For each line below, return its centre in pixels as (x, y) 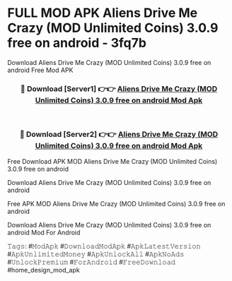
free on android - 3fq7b (77, 43)
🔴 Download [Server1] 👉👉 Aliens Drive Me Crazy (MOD (119, 88)
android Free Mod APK (40, 70)
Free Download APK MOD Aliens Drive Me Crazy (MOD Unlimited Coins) (112, 161)
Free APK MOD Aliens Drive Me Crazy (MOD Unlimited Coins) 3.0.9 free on (116, 203)
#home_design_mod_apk (43, 270)
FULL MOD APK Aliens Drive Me (103, 13)
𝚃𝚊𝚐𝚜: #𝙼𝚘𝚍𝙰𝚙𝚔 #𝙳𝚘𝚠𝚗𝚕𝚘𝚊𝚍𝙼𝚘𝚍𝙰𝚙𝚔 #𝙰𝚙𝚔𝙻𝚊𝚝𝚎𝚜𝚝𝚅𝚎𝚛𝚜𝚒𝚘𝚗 (104, 246)
